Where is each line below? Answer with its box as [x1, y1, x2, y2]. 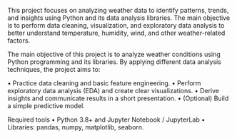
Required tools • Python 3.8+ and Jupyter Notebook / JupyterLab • [7, 115, 206, 124]
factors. [7, 36, 31, 45]
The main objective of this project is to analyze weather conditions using [7, 50, 221, 58]
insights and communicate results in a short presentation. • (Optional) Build [7, 94, 229, 102]
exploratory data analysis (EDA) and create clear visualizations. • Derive [7, 87, 220, 95]
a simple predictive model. [7, 102, 86, 110]
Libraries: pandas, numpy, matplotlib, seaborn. [7, 123, 144, 131]
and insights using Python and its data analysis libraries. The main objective [7, 14, 231, 22]
